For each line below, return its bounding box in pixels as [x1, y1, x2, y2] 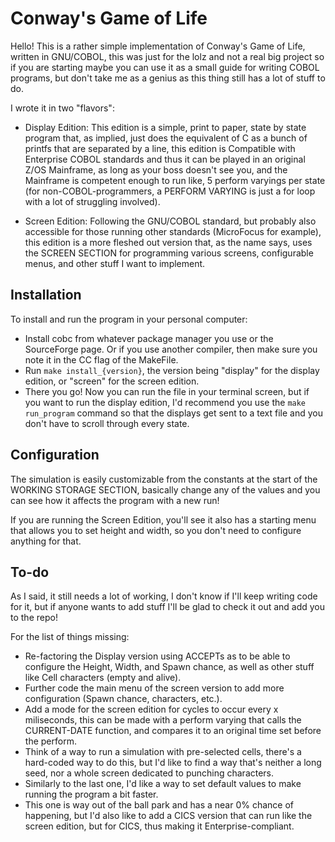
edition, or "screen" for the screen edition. [24, 375, 200, 387]
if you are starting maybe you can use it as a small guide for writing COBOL [10, 61, 320, 73]
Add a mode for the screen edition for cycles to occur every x [24, 703, 279, 716]
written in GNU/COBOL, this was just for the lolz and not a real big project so [10, 50, 325, 62]
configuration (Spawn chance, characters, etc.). [24, 693, 223, 705]
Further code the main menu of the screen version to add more [24, 682, 285, 694]
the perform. [24, 735, 77, 747]
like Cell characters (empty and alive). [24, 672, 182, 684]
